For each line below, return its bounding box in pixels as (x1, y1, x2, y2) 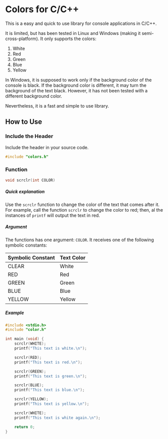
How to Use (5, 118, 43, 126)
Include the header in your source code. (5, 144, 89, 150)
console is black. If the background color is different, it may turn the (5, 82, 147, 88)
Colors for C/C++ (5, 4, 79, 15)
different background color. (5, 93, 62, 99)
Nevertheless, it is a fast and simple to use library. (5, 103, 109, 109)
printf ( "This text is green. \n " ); (14, 374, 87, 379)
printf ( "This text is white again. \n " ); (14, 415, 101, 420)
